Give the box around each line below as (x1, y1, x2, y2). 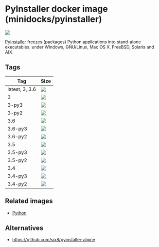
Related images (5, 197, 53, 205)
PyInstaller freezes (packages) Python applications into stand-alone (5, 39, 141, 45)
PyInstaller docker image (5, 3, 108, 15)
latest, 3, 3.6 (7, 86, 36, 93)
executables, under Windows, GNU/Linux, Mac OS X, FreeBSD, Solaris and (5, 44, 155, 49)
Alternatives (5, 224, 44, 232)
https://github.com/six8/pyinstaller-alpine (12, 237, 96, 243)
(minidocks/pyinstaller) (5, 14, 102, 25)
